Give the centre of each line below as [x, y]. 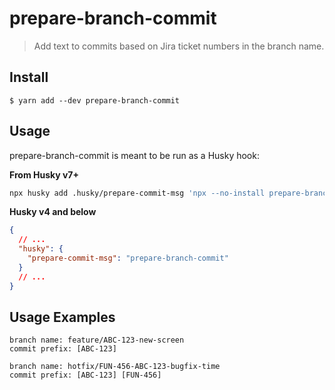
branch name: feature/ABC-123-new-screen [97, 340]
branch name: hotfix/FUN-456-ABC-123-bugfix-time [115, 367]
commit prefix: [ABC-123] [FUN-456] [85, 375]
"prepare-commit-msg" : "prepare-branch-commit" [128, 258]
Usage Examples [62, 317]
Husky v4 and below [53, 212]
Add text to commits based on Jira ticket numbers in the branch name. [179, 46]
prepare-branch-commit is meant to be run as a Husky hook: [134, 155]
